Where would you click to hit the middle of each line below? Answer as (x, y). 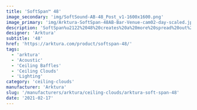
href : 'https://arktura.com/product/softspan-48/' (69, 44)
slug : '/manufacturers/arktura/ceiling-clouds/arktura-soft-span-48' (93, 93)
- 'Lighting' (27, 76)
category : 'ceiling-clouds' (40, 82)
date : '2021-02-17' (30, 98)
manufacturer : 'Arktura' (36, 87)
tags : (13, 49)
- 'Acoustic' (27, 60)
